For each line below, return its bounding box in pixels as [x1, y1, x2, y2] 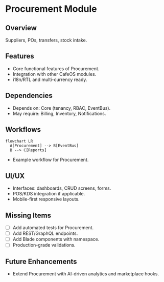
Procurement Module [5, 3, 97, 15]
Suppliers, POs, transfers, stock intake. [5, 37, 87, 43]
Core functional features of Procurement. [12, 65, 100, 72]
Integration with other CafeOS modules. [12, 71, 97, 77]
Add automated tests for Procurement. [12, 225, 94, 231]
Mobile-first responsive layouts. [12, 196, 80, 203]
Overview [5, 24, 37, 32]
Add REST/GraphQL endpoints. [12, 230, 78, 236]
